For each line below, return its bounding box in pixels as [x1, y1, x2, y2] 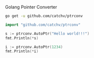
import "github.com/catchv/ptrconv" [5, 22, 81, 27]
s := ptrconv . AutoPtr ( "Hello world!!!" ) [5, 31, 90, 36]
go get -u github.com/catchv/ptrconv [5, 14, 83, 19]
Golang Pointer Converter [5, 4, 57, 10]
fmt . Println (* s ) [5, 36, 39, 40]
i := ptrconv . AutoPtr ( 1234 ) [5, 44, 63, 49]
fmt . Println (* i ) [5, 49, 39, 54]
